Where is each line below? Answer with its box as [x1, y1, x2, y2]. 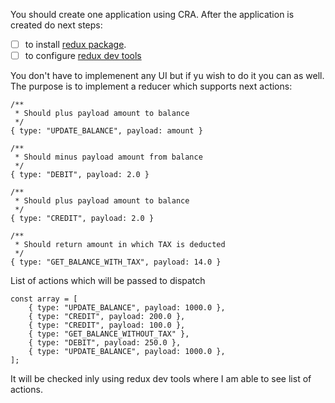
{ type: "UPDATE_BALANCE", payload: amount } [10, 126, 203, 136]
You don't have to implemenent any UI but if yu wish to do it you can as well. [10, 70, 325, 82]
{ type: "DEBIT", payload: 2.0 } [10, 170, 150, 180]
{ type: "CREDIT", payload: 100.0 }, [28, 320, 186, 331]
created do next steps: [10, 19, 103, 31]
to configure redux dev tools [24, 50, 142, 62]
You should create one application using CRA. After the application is [10, 9, 295, 20]
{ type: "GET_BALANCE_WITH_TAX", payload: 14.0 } [10, 257, 222, 268]
